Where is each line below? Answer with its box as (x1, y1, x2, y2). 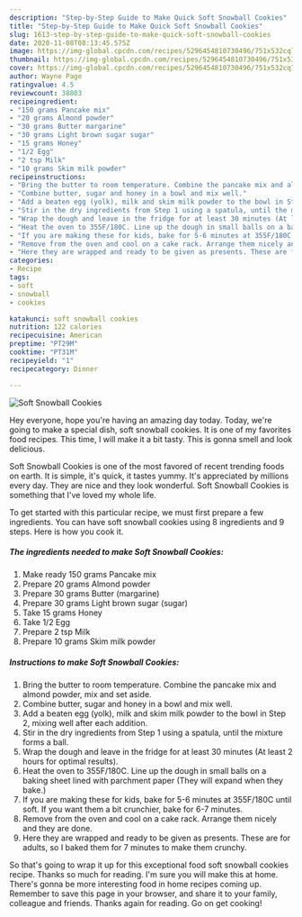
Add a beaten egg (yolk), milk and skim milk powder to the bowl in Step (22, 708, 286, 719)
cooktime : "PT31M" (9, 348, 78, 357)
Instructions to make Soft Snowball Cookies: (9, 657, 180, 667)
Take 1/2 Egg (22, 617, 70, 628)
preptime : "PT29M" (9, 340, 78, 349)
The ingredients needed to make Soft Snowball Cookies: (9, 547, 225, 558)
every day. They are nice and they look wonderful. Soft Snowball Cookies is (9, 479, 289, 491)
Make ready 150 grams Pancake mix (22, 569, 157, 580)
